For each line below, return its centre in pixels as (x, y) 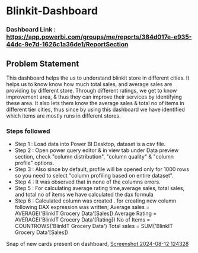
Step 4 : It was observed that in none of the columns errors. (88, 182)
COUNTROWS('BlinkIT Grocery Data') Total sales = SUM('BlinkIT (94, 226)
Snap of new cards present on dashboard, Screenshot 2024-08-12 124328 (98, 244)
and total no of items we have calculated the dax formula (84, 195)
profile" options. (34, 163)
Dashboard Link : (31, 30)
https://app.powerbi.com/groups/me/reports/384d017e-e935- (99, 37)
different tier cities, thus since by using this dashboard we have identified (96, 109)
